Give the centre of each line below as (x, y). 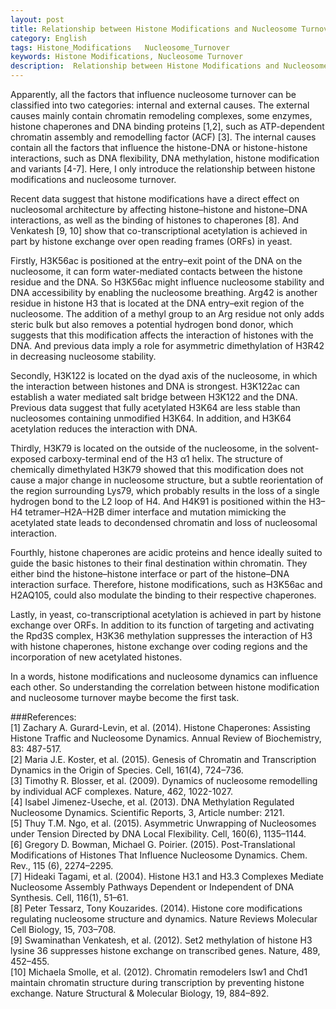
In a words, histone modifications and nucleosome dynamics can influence (164, 676)
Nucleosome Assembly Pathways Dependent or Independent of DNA (152, 887)
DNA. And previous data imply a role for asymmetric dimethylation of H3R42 (167, 345)
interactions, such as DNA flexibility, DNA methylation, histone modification (165, 158)
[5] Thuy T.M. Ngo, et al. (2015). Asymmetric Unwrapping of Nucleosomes (163, 823)
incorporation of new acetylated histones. (96, 657)
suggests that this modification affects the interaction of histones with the (162, 335)
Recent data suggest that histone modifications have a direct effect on (155, 199)
